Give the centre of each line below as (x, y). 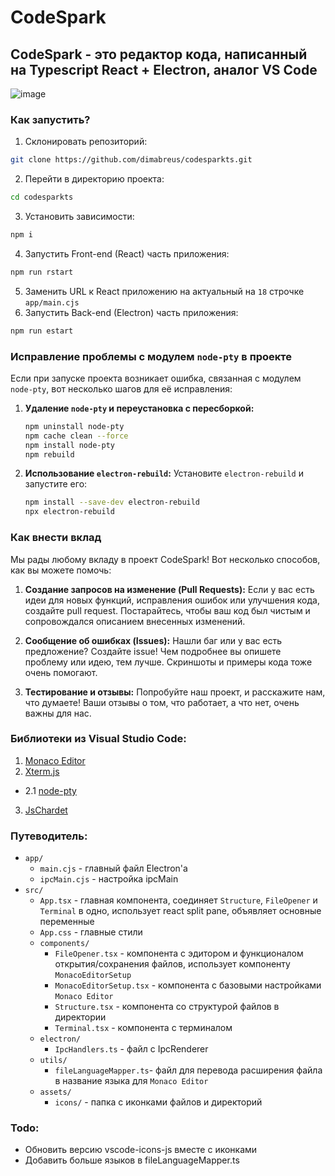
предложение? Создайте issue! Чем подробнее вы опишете (153, 651)
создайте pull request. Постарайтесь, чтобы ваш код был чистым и (167, 610)
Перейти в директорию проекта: (94, 179)
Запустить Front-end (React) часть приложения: (127, 253)
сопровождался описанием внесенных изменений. (135, 621)
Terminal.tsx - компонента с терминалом (143, 1028)
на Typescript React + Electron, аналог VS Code (164, 69)
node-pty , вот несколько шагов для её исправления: (121, 388)
